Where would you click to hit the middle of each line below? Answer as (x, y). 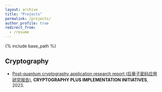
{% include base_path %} (31, 46)
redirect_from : (20, 28)
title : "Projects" (24, 14)
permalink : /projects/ (28, 18)
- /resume (19, 32)
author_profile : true (27, 23)
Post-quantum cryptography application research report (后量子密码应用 (84, 74)
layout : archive (21, 9)
